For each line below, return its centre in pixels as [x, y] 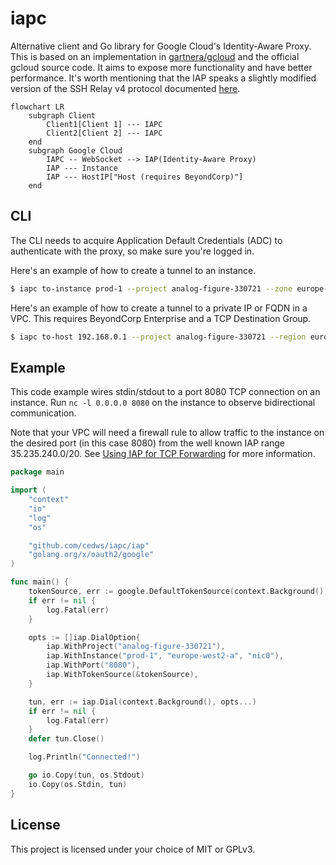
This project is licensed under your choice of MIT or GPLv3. [133, 849]
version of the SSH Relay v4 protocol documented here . [125, 88]
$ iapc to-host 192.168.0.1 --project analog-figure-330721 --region [158, 337]
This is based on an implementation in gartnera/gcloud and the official [155, 56]
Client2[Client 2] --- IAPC [104, 133]
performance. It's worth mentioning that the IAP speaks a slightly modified [163, 78]
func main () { [40, 582]
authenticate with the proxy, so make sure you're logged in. [132, 251]
